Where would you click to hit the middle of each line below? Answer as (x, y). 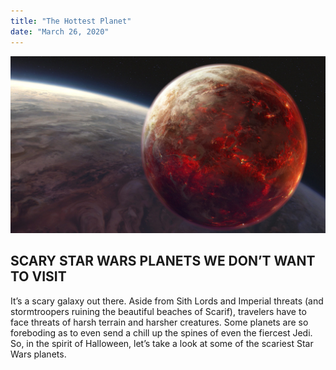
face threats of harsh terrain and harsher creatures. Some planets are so (159, 322)
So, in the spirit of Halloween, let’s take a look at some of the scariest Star (162, 343)
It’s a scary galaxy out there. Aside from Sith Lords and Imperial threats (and (167, 301)
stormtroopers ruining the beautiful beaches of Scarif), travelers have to (158, 311)
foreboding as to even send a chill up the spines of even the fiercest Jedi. (161, 332)
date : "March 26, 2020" (60, 31)
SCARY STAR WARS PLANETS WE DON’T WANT (163, 261)
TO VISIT (38, 276)
